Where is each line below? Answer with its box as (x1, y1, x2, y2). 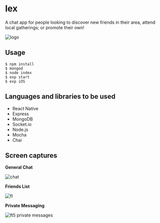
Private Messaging (5, 203, 45, 209)
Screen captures (5, 151, 58, 160)
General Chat (5, 164, 33, 171)
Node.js (12, 127, 29, 133)
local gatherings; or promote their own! (5, 24, 85, 30)
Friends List (5, 183, 30, 189)
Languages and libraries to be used (5, 92, 116, 101)
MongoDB (12, 116, 33, 122)
